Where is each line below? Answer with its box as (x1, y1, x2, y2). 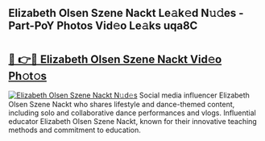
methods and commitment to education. (8, 125, 141, 135)
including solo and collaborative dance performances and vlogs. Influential (8, 108, 256, 118)
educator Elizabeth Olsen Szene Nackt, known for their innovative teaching (8, 117, 258, 126)
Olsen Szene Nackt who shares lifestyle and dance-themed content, (8, 100, 235, 109)
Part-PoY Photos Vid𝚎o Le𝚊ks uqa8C (8, 19, 198, 33)
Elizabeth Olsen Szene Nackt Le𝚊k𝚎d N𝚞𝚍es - (8, 6, 244, 20)
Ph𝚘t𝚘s (8, 68, 47, 83)
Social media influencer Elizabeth (139, 90, 250, 100)
